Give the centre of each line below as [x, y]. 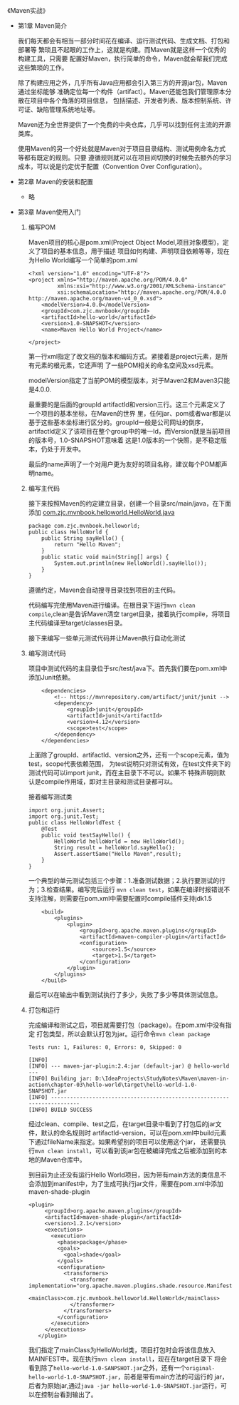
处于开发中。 [66, 449]
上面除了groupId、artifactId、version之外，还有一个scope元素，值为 [129, 755]
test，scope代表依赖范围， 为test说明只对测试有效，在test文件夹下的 [129, 764]
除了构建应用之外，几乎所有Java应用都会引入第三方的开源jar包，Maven [122, 83]
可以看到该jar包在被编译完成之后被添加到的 [158, 1151]
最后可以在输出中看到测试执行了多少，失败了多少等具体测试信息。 [125, 995]
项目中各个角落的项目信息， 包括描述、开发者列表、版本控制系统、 [128, 101]
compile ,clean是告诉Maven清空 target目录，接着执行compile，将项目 [129, 614]
